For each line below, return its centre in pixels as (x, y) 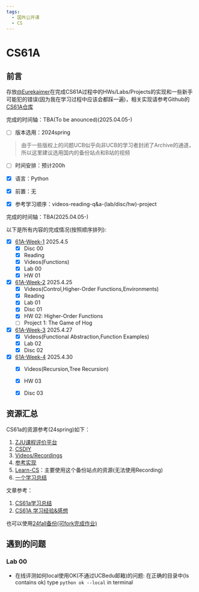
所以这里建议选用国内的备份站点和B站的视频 (75, 153)
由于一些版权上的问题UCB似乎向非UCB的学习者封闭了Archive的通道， (107, 145)
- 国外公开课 (26, 17)
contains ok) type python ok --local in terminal (74, 582)
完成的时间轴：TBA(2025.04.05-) (47, 216)
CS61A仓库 (20, 107)
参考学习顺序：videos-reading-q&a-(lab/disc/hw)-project (86, 204)
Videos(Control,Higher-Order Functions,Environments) (91, 289)
